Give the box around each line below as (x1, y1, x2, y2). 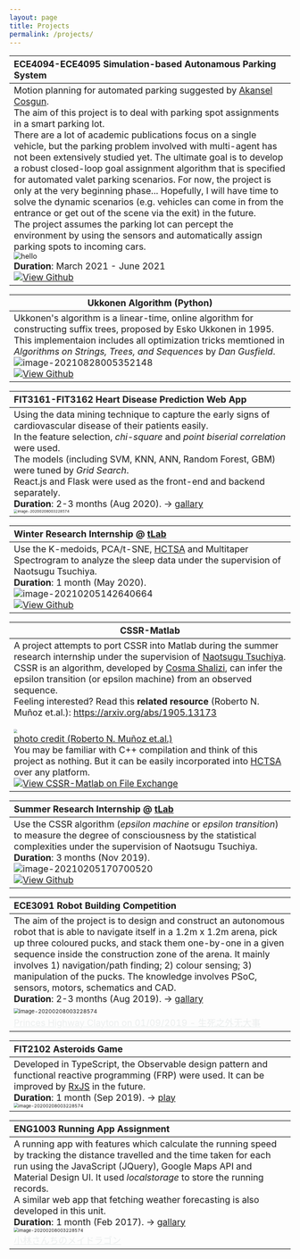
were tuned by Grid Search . (13, 464, 129, 477)
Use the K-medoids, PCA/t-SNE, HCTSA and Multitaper (13, 543, 249, 555)
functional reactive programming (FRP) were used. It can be (13, 1069, 265, 1081)
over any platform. (13, 765, 91, 778)
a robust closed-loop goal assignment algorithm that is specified (13, 163, 286, 175)
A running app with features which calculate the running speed (13, 1138, 277, 1150)
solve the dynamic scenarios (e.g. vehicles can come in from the (13, 196, 284, 208)
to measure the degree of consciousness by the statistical (13, 829, 257, 841)
